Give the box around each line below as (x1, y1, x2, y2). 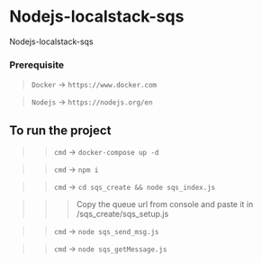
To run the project (9, 122, 112, 138)
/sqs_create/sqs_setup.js (76, 209, 169, 220)
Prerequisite (9, 59, 65, 71)
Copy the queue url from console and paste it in (76, 199, 254, 210)
